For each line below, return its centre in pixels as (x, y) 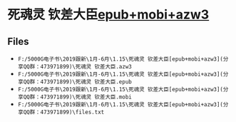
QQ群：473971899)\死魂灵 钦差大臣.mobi (77, 97)
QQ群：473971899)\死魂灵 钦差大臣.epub (77, 82)
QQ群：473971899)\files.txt (64, 112)
